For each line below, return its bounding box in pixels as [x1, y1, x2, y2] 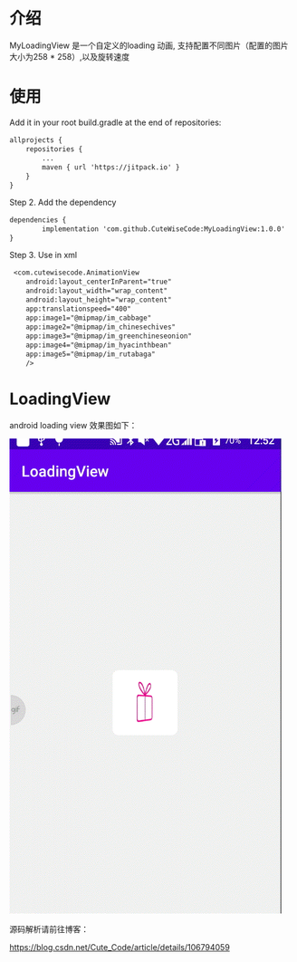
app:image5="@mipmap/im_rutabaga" [25, 350, 156, 359]
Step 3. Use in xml [9, 249, 78, 260]
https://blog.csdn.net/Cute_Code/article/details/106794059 [9, 941, 231, 952]
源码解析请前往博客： [9, 923, 89, 934]
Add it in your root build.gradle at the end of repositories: [9, 117, 222, 128]
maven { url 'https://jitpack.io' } [42, 162, 180, 172]
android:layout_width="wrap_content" [25, 286, 168, 295]
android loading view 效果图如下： [9, 419, 138, 430]
